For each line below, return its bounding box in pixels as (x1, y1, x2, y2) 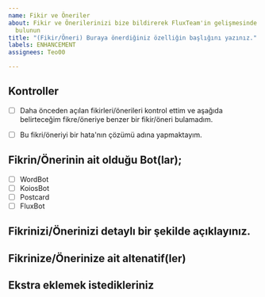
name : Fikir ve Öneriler (8, 11, 90, 20)
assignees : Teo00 (8, 48, 66, 56)
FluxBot (19, 201, 45, 211)
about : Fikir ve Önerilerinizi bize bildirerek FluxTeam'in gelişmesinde (8, 19, 258, 27)
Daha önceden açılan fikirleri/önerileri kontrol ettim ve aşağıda (19, 105, 224, 115)
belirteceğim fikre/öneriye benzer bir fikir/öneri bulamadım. (19, 114, 213, 124)
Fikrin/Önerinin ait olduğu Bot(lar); (8, 154, 182, 167)
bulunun (15, 26, 41, 34)
